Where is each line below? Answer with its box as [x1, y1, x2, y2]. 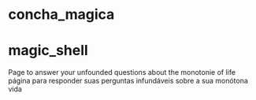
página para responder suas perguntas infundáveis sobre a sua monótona [8, 76, 248, 86]
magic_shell [8, 42, 88, 60]
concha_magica [8, 6, 115, 24]
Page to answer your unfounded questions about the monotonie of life [8, 68, 236, 77]
